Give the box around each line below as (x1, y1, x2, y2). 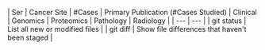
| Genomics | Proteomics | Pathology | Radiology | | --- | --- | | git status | (7, 16, 247, 25)
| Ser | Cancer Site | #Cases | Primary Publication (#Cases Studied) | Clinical (7, 8, 257, 17)
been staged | (7, 33, 53, 42)
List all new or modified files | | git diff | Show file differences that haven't (7, 25, 247, 33)
